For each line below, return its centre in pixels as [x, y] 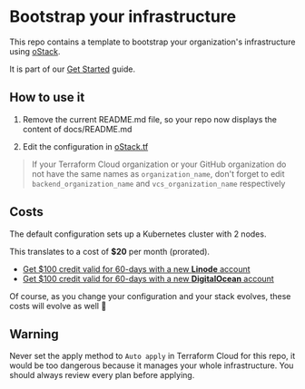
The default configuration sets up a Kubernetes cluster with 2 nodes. [138, 234]
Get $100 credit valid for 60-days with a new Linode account [137, 268]
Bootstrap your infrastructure [123, 17]
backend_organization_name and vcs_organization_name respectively [158, 183]
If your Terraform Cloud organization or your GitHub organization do [159, 164]
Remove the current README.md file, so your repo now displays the [150, 119]
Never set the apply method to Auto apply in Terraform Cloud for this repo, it [152, 356]
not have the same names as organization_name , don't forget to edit [158, 173]
